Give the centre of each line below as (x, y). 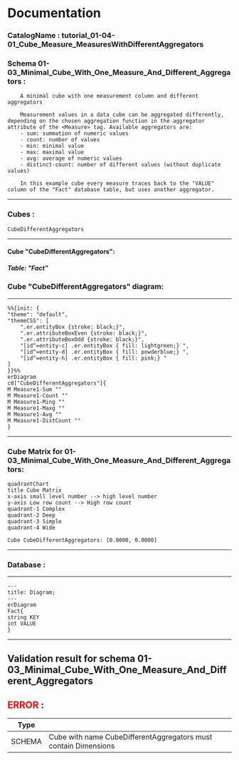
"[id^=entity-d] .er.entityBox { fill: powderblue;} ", (105, 352)
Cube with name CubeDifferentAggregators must (131, 737)
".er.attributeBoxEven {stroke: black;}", (84, 333)
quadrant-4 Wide (31, 527)
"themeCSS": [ (28, 320)
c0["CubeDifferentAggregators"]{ (57, 383)
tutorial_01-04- (88, 36)
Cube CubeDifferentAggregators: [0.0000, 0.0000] (83, 540)
